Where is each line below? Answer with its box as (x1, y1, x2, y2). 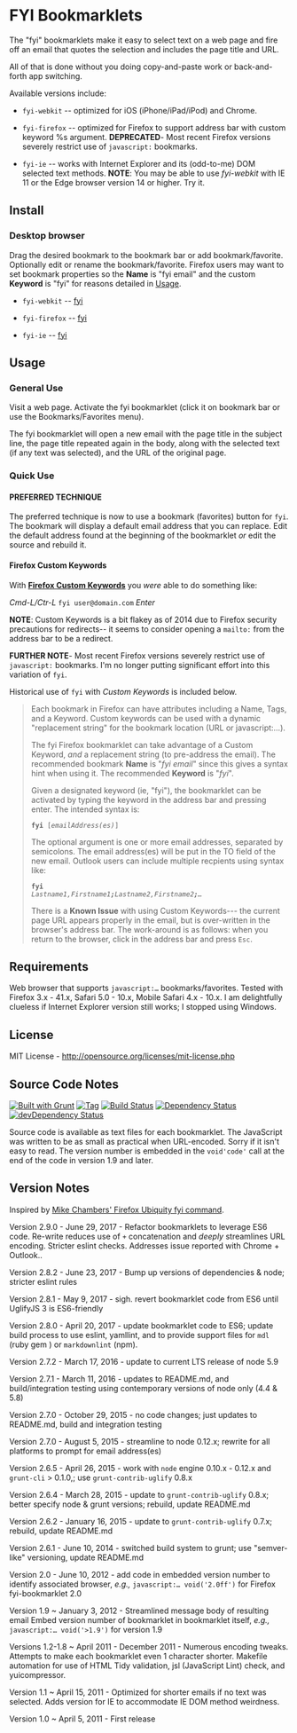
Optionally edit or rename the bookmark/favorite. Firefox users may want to (9, 259, 285, 270)
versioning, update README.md (27, 1552, 145, 1563)
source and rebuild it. (9, 540, 87, 550)
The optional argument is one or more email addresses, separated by (30, 836, 284, 847)
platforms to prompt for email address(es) (9, 1445, 162, 1456)
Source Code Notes (9, 1076, 120, 1091)
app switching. (28, 70, 82, 81)
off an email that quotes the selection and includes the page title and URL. (9, 43, 279, 54)
